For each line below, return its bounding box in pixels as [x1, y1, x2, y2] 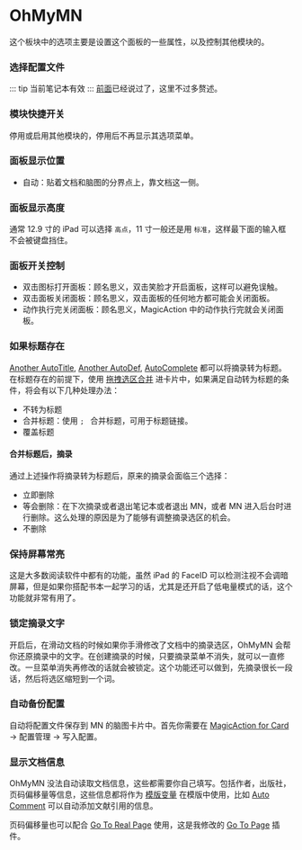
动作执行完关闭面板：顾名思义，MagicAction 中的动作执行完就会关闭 [22, 304, 277, 315]
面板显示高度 [9, 201, 66, 214]
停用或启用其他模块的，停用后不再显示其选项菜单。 [9, 130, 199, 140]
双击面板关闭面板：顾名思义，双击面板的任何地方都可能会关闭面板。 [22, 293, 275, 304]
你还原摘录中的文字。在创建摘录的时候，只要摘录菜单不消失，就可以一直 [9, 650, 277, 661]
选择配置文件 [9, 60, 66, 73]
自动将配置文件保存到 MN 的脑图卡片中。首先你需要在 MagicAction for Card [9, 720, 289, 730]
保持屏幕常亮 [9, 548, 66, 560]
